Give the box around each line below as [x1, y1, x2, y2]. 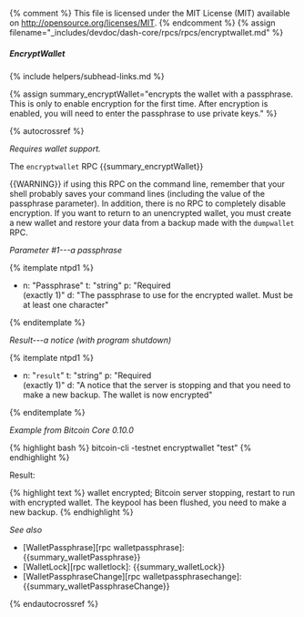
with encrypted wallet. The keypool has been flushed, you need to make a [9, 497, 287, 508]
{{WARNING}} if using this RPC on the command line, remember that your [9, 178, 285, 190]
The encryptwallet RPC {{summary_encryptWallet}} [9, 160, 204, 171]
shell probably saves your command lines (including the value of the [9, 188, 266, 199]
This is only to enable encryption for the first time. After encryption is [9, 98, 269, 108]
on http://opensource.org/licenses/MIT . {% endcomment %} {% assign [9, 17, 276, 28]
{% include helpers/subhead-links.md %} [9, 70, 166, 81]
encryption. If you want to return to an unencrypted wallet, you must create [9, 207, 291, 218]
